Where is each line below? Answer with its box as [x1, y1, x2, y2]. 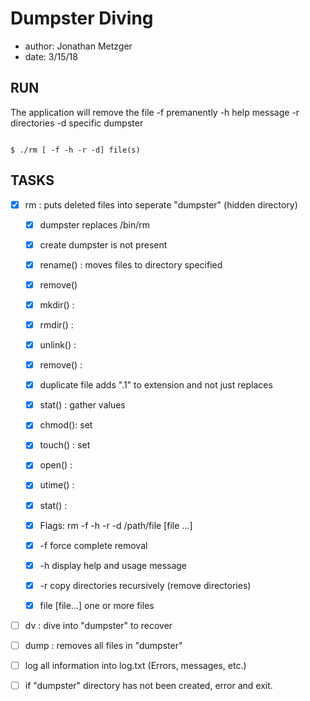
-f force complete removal [39, 539, 148, 551]
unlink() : [39, 339, 77, 351]
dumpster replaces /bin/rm [39, 218, 151, 231]
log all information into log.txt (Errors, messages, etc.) [24, 660, 247, 671]
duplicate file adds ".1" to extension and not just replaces [39, 379, 273, 391]
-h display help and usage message [39, 559, 188, 571]
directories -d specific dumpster [10, 117, 144, 129]
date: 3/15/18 [24, 50, 78, 62]
